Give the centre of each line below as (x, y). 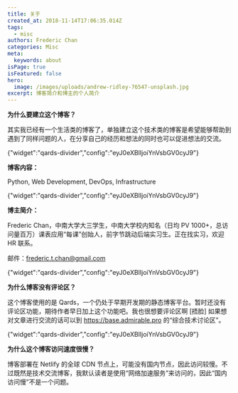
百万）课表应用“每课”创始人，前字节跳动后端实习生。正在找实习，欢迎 (122, 234)
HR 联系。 (22, 243)
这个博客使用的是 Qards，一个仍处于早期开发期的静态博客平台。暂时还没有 (117, 303)
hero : (15, 80)
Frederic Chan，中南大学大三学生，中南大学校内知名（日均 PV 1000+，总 (115, 226)
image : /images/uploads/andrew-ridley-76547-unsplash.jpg (102, 87)
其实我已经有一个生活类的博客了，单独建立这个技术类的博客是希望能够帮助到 (119, 130)
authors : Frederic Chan (43, 41)
